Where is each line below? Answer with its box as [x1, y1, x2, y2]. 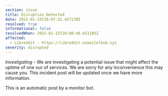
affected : [5, 36, 26, 41]
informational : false [5, 26, 51, 31]
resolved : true [5, 21, 38, 27]
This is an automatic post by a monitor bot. [5, 84, 95, 91]
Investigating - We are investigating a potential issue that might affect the [5, 59, 158, 65]
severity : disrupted [5, 45, 49, 50]
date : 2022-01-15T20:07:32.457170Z [5, 17, 81, 22]
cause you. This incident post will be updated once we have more [5, 69, 143, 76]
